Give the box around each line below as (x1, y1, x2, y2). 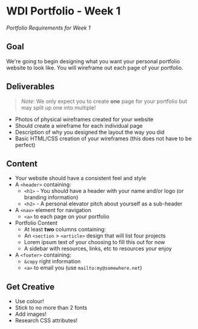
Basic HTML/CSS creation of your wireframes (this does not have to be (14, 134, 192, 142)
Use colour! (14, 298, 44, 305)
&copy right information (24, 258, 81, 265)
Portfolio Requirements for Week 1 (6, 24, 91, 31)
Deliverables (6, 81, 55, 92)
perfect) (14, 141, 36, 148)
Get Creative (6, 281, 55, 292)
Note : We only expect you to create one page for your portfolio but (21, 98, 187, 105)
